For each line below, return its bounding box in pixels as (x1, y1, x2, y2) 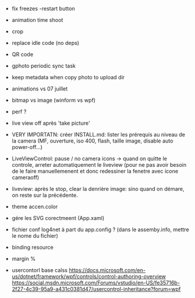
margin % (11, 255, 36, 262)
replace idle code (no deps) (11, 40, 79, 46)
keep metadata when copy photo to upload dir (11, 74, 125, 80)
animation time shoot (11, 17, 63, 23)
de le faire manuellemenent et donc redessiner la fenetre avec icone (11, 168, 179, 174)
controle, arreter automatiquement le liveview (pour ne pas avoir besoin (11, 161, 187, 168)
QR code (11, 51, 34, 58)
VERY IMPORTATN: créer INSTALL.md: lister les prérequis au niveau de (11, 131, 186, 138)
